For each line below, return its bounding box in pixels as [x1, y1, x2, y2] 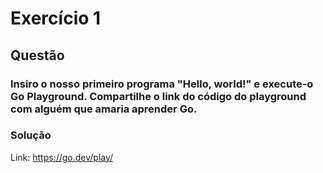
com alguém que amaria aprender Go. [10, 102, 198, 116]
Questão [10, 47, 65, 64]
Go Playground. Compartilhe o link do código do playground [10, 89, 307, 103]
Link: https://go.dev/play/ [10, 151, 114, 163]
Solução [10, 128, 52, 142]
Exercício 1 [10, 7, 102, 30]
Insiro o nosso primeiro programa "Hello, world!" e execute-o [10, 77, 314, 91]
